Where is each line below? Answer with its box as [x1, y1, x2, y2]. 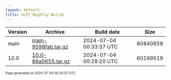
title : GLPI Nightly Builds [5, 12, 65, 17]
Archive [45, 28, 65, 35]
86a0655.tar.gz [32, 58, 70, 65]
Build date [95, 28, 120, 35]
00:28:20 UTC [83, 58, 118, 65]
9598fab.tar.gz [32, 43, 69, 50]
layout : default [5, 7, 40, 13]
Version [8, 28, 27, 35]
